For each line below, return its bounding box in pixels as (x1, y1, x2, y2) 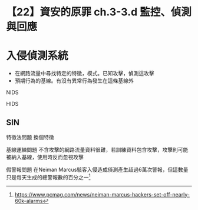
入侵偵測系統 (6, 49, 69, 62)
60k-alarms (14, 197, 43, 204)
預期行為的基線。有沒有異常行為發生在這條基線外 (14, 77, 134, 84)
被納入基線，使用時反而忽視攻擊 (6, 154, 84, 161)
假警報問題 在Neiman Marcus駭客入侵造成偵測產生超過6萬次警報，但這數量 (6, 166, 189, 173)
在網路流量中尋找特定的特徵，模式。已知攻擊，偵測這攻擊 (14, 70, 154, 77)
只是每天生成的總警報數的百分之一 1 (6, 172, 91, 181)
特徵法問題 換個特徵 (6, 134, 54, 141)
